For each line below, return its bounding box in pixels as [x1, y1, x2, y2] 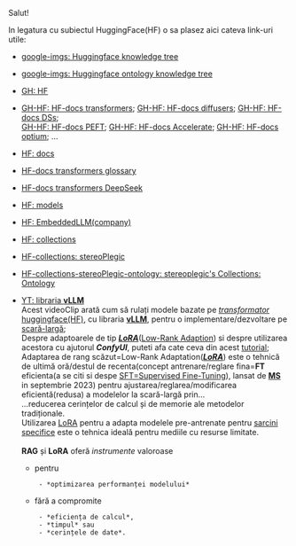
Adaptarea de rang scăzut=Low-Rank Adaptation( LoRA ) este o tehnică [20, 352, 280, 362]
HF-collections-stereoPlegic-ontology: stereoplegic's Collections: [20, 269, 261, 278]
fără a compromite [34, 495, 103, 506]
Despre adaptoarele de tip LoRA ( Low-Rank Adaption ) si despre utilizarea [20, 332, 288, 343]
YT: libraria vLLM [20, 295, 85, 305]
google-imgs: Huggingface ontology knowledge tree [20, 68, 214, 79]
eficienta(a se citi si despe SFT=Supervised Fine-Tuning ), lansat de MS [20, 370, 281, 380]
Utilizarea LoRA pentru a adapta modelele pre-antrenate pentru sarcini [20, 417, 278, 428]
